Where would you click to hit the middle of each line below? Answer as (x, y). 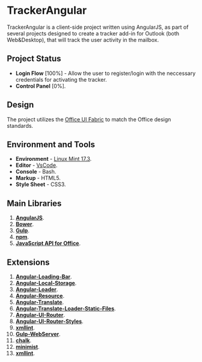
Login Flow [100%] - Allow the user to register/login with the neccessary (106, 73)
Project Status (34, 59)
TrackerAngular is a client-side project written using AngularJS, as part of (98, 27)
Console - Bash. (36, 172)
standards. (20, 125)
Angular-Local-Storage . (46, 283)
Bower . (25, 224)
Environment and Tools (51, 144)
